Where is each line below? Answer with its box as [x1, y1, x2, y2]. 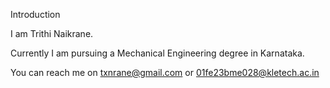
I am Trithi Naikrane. [10, 28, 94, 39]
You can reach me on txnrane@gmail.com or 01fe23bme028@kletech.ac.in [10, 67, 320, 78]
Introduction [10, 9, 61, 20]
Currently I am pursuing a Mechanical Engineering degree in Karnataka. [10, 47, 305, 59]
